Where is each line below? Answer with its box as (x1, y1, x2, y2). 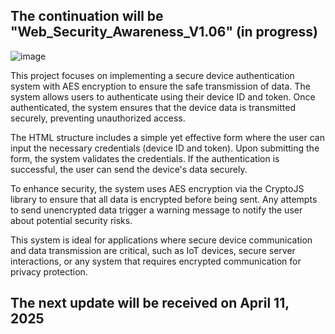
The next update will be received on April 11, (10, 295, 290, 312)
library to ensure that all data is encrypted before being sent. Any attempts (10, 193, 318, 205)
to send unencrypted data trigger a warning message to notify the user (10, 204, 303, 216)
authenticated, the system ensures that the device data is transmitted (10, 101, 296, 113)
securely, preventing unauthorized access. (10, 112, 186, 124)
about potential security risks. (10, 214, 133, 226)
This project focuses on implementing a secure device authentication (10, 69, 295, 81)
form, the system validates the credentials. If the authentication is (10, 152, 280, 164)
